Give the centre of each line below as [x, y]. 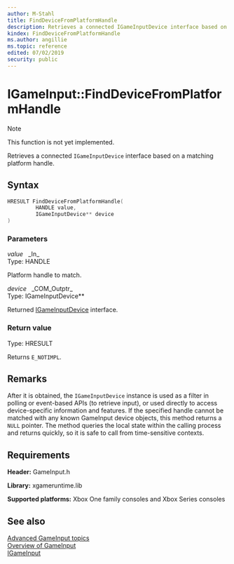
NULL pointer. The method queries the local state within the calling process [114, 426]
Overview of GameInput [42, 546]
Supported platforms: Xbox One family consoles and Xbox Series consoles [116, 499]
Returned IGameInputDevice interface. [63, 310]
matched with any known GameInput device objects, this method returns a [115, 418]
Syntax [23, 186]
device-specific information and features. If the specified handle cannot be [116, 410]
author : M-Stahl [31, 14]
